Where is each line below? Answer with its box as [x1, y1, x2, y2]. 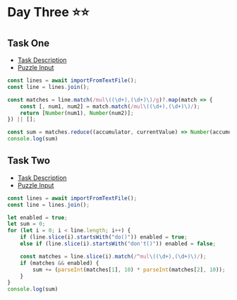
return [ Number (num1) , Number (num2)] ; [20, 109, 134, 116]
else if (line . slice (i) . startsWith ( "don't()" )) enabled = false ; [20, 240, 217, 248]
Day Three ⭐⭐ [7, 4, 90, 20]
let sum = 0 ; [7, 220, 46, 228]
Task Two [7, 155, 51, 167]
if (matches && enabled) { [20, 259, 99, 267]
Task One [7, 37, 50, 49]
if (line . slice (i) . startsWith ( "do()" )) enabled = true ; [20, 234, 188, 241]
